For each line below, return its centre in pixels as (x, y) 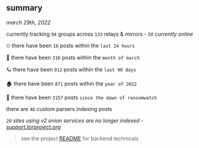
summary (24, 8)
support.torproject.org (33, 127)
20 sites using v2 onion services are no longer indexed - (75, 121)
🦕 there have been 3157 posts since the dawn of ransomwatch (82, 97)
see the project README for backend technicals (80, 138)
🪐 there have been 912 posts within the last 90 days (71, 69)
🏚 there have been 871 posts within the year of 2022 (71, 84)
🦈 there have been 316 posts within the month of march (73, 57)
